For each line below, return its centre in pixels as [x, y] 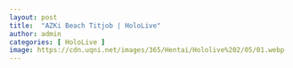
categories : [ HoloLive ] [57, 42]
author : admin [36, 34]
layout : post [33, 17]
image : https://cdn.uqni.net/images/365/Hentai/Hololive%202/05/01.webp [147, 50]
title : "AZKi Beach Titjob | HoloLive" [85, 26]
